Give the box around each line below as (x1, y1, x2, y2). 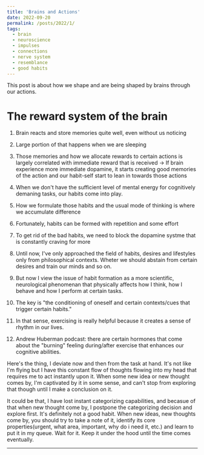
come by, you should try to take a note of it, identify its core (7, 417, 156, 424)
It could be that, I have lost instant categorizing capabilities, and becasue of (7, 398, 196, 405)
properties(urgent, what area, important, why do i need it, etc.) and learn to (7, 423, 194, 430)
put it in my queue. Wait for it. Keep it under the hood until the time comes (7, 430, 191, 437)
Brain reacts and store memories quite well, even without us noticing (15, 129, 187, 137)
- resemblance (12, 59, 48, 65)
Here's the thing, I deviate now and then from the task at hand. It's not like (7, 360, 191, 367)
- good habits (12, 65, 48, 71)
